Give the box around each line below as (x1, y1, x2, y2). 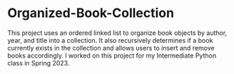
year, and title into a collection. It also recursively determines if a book (7, 36, 213, 44)
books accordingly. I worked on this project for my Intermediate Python (7, 51, 216, 60)
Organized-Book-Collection (7, 5, 175, 21)
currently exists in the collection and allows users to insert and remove (7, 43, 215, 52)
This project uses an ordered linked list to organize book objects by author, (7, 28, 228, 37)
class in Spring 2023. (7, 58, 70, 67)
